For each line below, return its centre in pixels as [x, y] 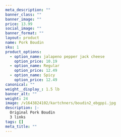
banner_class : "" [23, 15]
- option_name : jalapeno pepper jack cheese [57, 56]
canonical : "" [20, 84]
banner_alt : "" [21, 94]
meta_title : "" [21, 126]
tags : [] [14, 122]
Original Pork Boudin [33, 113]
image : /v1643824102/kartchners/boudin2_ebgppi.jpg [60, 103]
